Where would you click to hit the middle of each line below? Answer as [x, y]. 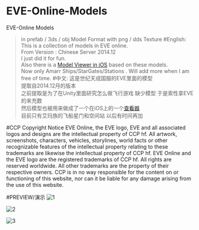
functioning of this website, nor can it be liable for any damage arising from [99, 178]
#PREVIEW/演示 [26, 197]
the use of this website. [35, 184]
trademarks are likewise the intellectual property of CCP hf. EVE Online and [99, 153]
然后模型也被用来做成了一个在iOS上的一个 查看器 [80, 108]
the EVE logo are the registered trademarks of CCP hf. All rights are [89, 159]
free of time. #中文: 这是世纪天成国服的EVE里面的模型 [87, 78]
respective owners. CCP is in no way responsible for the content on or [93, 172]
